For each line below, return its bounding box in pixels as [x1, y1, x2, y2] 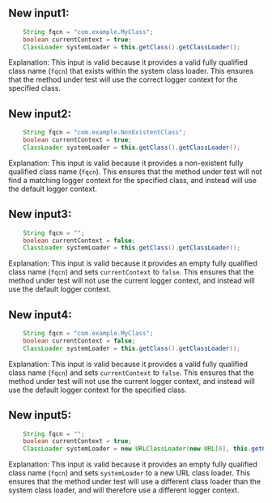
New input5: [8, 408, 71, 422]
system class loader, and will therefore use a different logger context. [8, 485, 240, 495]
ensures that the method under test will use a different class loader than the [8, 477, 261, 487]
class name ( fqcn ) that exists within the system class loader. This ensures [8, 66, 253, 76]
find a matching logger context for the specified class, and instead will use [8, 175, 257, 185]
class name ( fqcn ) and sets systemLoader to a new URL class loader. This [8, 468, 251, 478]
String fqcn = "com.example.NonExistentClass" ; [23, 129, 186, 137]
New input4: [8, 308, 72, 322]
